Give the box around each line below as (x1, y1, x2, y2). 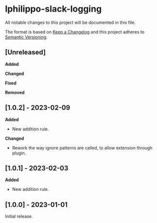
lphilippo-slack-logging (5, 3, 102, 15)
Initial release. (5, 213, 33, 220)
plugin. (12, 150, 26, 156)
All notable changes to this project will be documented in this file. (5, 19, 136, 25)
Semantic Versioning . (5, 34, 48, 40)
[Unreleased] (5, 48, 46, 56)
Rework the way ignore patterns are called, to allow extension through (12, 145, 153, 150)
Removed (5, 89, 25, 95)
